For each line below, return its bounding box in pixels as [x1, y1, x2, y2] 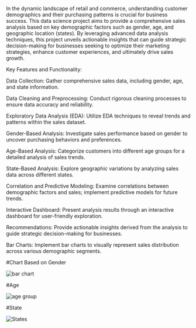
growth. [6, 55, 25, 61]
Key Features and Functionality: [6, 66, 82, 72]
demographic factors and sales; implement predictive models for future [6, 189, 178, 195]
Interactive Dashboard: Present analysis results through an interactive [6, 206, 174, 213]
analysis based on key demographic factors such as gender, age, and [6, 23, 174, 30]
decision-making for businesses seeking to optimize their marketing [6, 42, 170, 49]
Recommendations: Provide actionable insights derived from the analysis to [6, 224, 188, 230]
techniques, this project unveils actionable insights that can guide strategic [6, 36, 187, 43]
